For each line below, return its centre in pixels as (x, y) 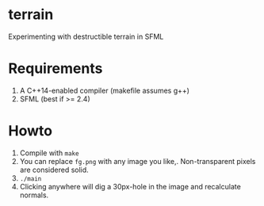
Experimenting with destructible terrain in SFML (86, 36)
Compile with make (49, 153)
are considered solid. (54, 170)
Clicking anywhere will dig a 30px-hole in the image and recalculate (130, 186)
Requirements (55, 69)
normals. (34, 195)
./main (31, 179)
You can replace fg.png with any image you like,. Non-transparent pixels (138, 161)
